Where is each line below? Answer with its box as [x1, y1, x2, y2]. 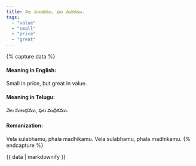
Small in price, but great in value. [6, 80, 87, 87]
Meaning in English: [6, 66, 57, 73]
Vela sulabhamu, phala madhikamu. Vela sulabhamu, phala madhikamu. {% [6, 135, 191, 142]
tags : [6, 14, 20, 20]
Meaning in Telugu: [6, 93, 56, 100]
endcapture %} [6, 142, 44, 149]
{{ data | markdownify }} [6, 153, 66, 160]
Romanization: [6, 122, 44, 129]
